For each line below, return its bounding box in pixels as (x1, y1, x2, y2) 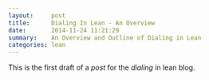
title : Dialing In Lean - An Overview (8, 19, 156, 27)
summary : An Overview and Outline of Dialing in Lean (8, 33, 202, 42)
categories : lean (8, 41, 66, 49)
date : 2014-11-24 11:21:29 (8, 26, 120, 34)
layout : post (8, 11, 66, 20)
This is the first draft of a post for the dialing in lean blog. (8, 63, 195, 72)
